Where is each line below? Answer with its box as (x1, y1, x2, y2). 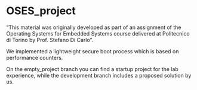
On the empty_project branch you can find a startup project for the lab (6, 65, 179, 72)
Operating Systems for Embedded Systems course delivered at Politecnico (6, 30, 190, 37)
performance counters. (6, 54, 63, 61)
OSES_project (6, 4, 76, 18)
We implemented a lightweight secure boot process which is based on (6, 47, 179, 54)
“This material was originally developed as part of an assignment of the (6, 24, 181, 31)
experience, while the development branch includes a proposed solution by (6, 72, 192, 79)
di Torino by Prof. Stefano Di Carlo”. (6, 36, 94, 43)
